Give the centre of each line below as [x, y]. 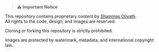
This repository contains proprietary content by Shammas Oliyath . [71, 16]
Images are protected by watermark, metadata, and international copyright [79, 40]
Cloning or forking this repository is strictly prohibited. [59, 31]
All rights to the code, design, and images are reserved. [60, 21]
